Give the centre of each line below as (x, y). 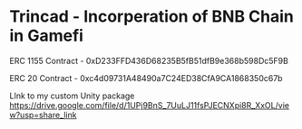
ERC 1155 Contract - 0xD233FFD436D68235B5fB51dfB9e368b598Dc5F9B (149, 60)
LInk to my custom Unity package (72, 96)
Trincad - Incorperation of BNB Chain (152, 17)
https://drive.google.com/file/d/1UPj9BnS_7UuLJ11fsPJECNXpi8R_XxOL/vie (150, 105)
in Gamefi (47, 36)
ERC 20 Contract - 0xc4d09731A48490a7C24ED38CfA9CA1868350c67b (146, 78)
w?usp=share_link (43, 115)
